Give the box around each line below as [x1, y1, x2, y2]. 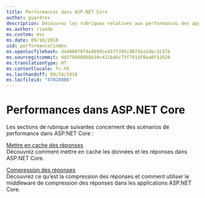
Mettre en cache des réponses [6, 141, 84, 149]
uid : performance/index [6, 43, 67, 49]
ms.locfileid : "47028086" [6, 77, 72, 83]
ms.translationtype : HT [6, 60, 67, 66]
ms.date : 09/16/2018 [6, 37, 59, 43]
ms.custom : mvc [6, 32, 45, 38]
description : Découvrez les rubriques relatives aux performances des [6, 20, 190, 26]
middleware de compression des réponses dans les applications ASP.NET [6, 179, 192, 186]
